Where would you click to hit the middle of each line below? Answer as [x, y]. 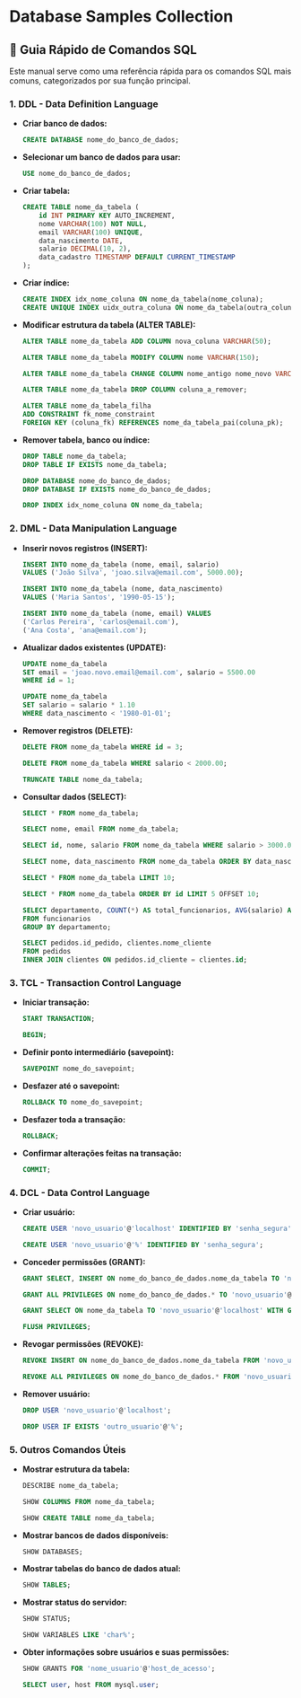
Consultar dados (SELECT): [74, 796]
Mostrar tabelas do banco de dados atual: [101, 1569]
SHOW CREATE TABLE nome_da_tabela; [89, 1518]
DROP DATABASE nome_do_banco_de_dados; [97, 481]
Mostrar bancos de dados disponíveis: [95, 1535]
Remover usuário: [56, 1394]
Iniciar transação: [56, 1002]
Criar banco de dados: [64, 124]
